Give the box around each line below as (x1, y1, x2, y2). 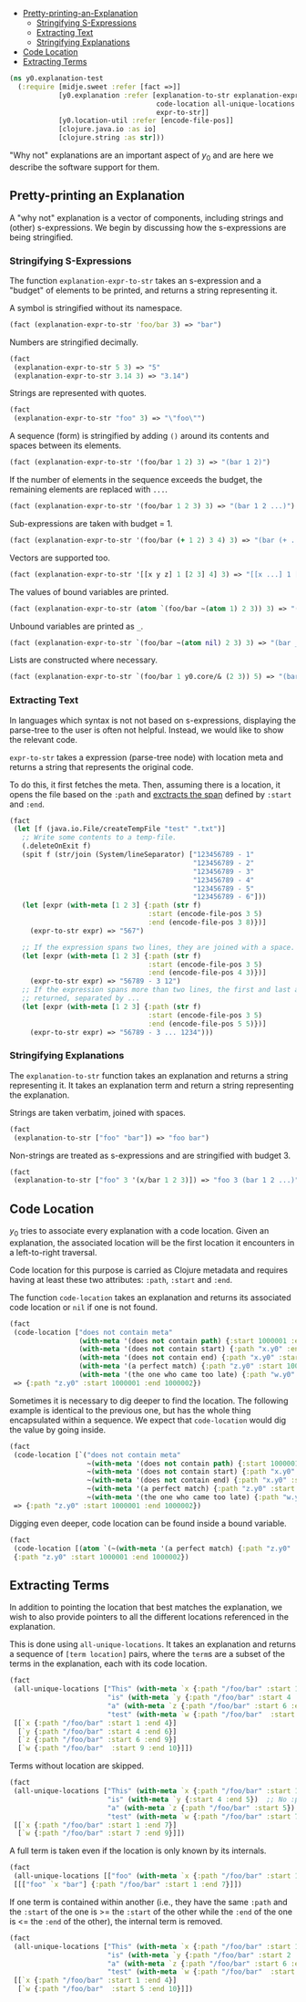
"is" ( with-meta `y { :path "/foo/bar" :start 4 (107, 1693, 291, 1703)
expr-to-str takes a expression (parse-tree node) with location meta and (9, 752, 284, 763)
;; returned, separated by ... (21, 994, 141, 1003)
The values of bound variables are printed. (9, 586, 169, 597)
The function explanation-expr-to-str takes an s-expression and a (9, 275, 262, 286)
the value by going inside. (9, 1423, 107, 1435)
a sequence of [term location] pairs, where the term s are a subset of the (9, 1649, 285, 1660)
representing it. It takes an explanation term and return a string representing (9, 1079, 294, 1090)
